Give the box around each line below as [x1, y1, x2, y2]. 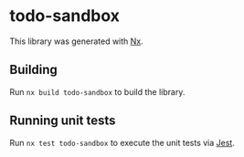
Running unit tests [9, 113, 116, 129]
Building [9, 62, 58, 78]
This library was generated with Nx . [9, 36, 143, 47]
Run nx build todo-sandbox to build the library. [9, 86, 186, 97]
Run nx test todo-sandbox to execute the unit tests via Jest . [9, 137, 235, 148]
